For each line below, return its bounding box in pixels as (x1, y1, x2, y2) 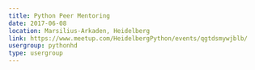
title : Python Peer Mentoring (8, 11, 111, 20)
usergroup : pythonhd (8, 42, 79, 50)
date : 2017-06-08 (8, 19, 67, 27)
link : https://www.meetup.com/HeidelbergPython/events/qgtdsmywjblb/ (8, 34, 249, 43)
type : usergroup (8, 49, 63, 57)
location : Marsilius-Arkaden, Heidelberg (8, 27, 151, 35)
